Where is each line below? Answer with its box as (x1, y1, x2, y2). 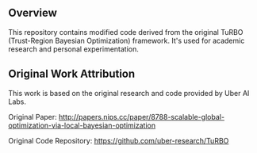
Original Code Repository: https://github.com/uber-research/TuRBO (8, 136, 229, 145)
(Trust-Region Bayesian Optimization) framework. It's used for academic (8, 36, 245, 45)
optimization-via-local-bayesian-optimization (8, 120, 156, 130)
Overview (8, 6, 58, 20)
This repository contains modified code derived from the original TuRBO (8, 27, 244, 36)
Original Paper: (8, 112, 57, 121)
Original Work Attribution (8, 67, 136, 81)
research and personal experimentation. (8, 44, 139, 54)
